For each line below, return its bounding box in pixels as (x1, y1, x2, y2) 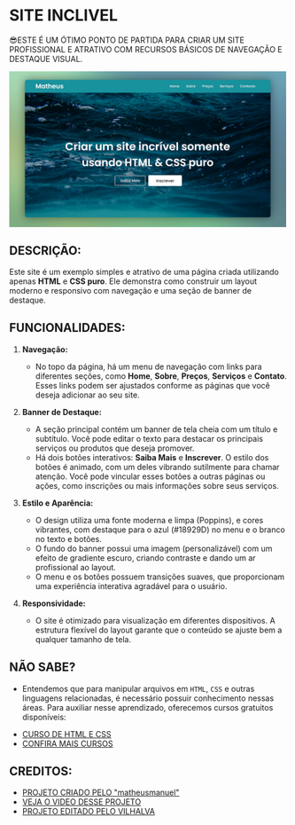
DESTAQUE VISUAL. (9, 53, 83, 64)
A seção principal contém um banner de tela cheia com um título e (35, 423, 278, 435)
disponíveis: (21, 711, 66, 722)
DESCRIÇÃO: (9, 243, 82, 258)
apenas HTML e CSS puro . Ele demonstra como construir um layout (9, 276, 258, 287)
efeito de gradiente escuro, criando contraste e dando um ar (35, 552, 256, 563)
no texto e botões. (35, 533, 102, 544)
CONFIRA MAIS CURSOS (21, 738, 113, 749)
